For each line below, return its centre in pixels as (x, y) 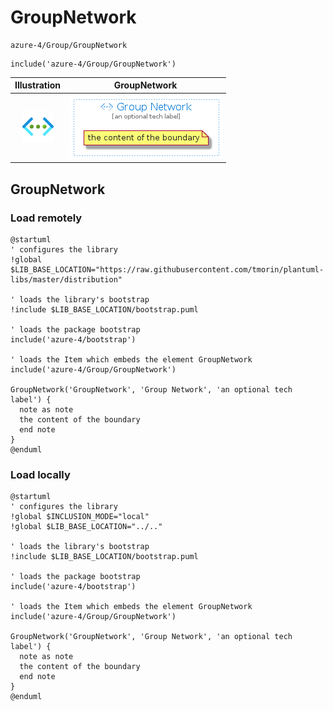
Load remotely (46, 218)
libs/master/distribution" (66, 279)
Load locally (40, 474)
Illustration (38, 85)
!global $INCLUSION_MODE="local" (80, 517)
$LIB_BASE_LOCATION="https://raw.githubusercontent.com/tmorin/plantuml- (167, 269)
